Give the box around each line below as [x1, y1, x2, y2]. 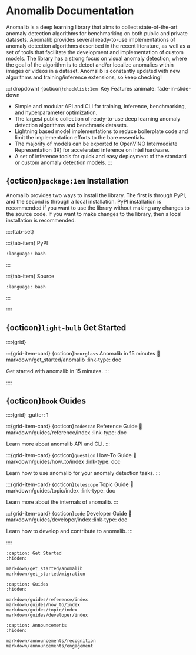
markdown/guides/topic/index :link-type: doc [6, 487, 116, 494]
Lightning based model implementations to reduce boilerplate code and [14, 128, 188, 135]
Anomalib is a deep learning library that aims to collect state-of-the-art [6, 24, 178, 31]
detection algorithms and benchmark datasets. [14, 121, 128, 128]
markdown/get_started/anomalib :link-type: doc [6, 356, 122, 363]
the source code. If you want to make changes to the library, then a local [6, 210, 182, 217]
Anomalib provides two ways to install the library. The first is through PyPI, [6, 191, 187, 198]
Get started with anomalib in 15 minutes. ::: [6, 367, 109, 374]
